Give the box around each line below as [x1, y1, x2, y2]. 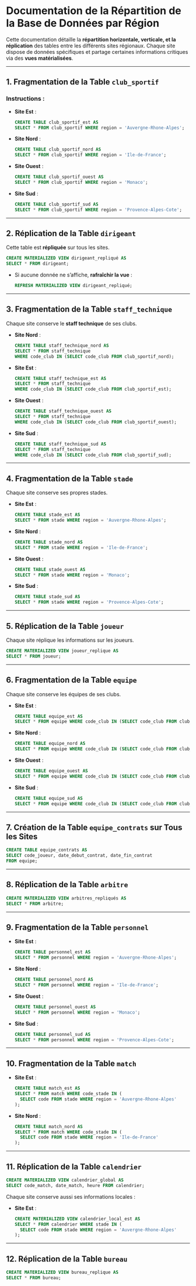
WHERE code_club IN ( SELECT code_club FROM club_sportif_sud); [14, 452, 172, 458]
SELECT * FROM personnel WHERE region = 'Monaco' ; [14, 1009, 141, 1015]
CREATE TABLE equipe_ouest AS [14, 768, 89, 774]
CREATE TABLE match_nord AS [14, 1123, 83, 1130]
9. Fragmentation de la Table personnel [6, 922, 149, 932]
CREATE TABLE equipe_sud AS [14, 795, 83, 801]
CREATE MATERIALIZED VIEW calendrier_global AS [6, 1177, 124, 1183]
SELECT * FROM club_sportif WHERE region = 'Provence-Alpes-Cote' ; [14, 207, 183, 213]
